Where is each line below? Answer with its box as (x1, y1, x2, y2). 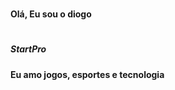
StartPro (10, 43, 47, 55)
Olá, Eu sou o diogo (10, 8, 92, 20)
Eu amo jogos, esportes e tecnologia (10, 68, 165, 80)
